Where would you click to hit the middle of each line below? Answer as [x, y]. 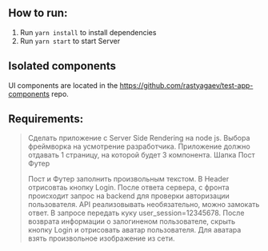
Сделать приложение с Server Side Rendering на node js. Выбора [139, 138]
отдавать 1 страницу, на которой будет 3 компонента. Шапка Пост [141, 155]
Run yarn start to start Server [70, 41]
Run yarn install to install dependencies [88, 32]
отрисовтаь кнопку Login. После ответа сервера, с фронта [128, 188]
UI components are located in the [63, 85]
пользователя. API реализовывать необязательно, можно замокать [144, 205]
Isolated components [62, 66]
